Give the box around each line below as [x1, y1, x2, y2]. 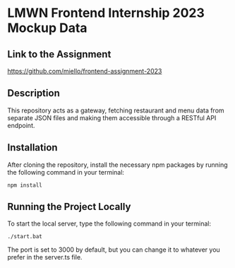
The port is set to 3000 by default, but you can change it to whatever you [7, 245, 220, 254]
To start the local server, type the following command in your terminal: [7, 219, 212, 228]
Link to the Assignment [7, 48, 112, 60]
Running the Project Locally [7, 201, 131, 213]
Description [7, 87, 60, 100]
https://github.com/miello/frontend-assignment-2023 [7, 67, 162, 75]
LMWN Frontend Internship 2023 [7, 5, 205, 21]
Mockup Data [7, 20, 88, 36]
